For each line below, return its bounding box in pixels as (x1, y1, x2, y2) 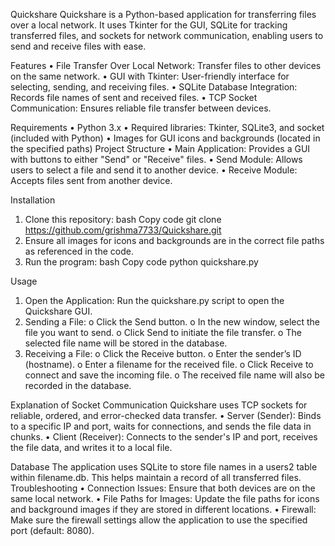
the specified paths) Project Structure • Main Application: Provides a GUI (10, 143, 311, 154)
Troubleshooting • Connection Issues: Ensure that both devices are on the (10, 482, 316, 494)
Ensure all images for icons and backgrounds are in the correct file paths (24, 235, 325, 246)
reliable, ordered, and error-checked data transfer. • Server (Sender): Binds (10, 410, 322, 421)
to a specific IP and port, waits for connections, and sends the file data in (10, 420, 312, 432)
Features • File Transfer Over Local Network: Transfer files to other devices (10, 60, 322, 71)
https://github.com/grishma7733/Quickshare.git (24, 224, 222, 236)
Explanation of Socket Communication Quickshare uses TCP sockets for (10, 399, 308, 411)
